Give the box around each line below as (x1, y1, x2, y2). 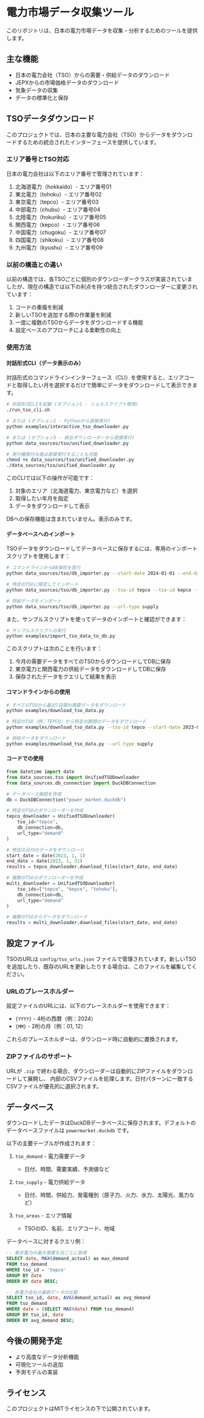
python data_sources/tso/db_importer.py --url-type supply (6, 603, 159, 610)
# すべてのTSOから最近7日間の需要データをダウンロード (6, 702, 126, 708)
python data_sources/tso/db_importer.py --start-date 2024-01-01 (6, 570, 175, 576)
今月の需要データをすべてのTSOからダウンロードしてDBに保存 (15, 658, 171, 665)
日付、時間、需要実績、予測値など (24, 1166, 110, 1173)
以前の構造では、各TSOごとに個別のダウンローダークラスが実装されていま (6, 275, 193, 283)
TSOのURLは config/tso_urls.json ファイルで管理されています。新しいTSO (6, 955, 197, 963)
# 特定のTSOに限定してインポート (6, 581, 79, 587)
